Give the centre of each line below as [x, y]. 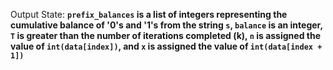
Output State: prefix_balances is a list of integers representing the [149, 14]
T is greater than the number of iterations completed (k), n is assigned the [165, 35]
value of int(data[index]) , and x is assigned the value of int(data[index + [166, 46]
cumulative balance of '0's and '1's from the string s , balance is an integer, [166, 25]
